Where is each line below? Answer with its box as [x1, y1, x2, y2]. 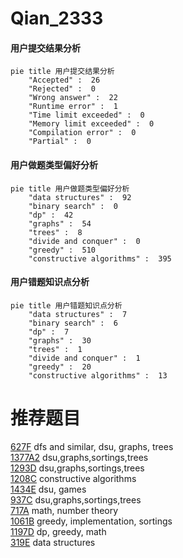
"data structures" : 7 [28, 309, 128, 319]
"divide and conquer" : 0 [28, 236, 141, 246]
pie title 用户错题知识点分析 [10, 300, 123, 311]
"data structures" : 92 [28, 192, 132, 202]
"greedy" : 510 [28, 245, 97, 255]
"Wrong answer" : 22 [28, 93, 118, 103]
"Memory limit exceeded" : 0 [28, 119, 155, 129]
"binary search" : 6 [28, 318, 118, 328]
